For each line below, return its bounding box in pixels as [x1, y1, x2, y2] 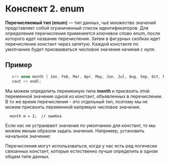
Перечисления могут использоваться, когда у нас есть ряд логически [5, 142, 157, 148]
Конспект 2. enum [5, 3, 84, 15]
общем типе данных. [5, 153, 50, 159]
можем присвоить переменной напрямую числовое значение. [5, 104, 141, 110]
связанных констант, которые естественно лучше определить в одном [5, 148, 158, 154]
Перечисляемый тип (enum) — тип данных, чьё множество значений [5, 20, 156, 26]
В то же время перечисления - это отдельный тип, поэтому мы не [5, 98, 148, 104]
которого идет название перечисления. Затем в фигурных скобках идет [5, 36, 160, 42]
